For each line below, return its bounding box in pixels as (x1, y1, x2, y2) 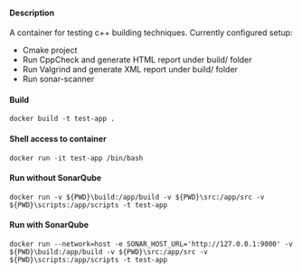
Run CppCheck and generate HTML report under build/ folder (22, 54, 252, 65)
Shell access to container (9, 134, 107, 144)
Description (9, 7, 55, 18)
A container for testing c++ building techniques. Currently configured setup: (9, 27, 293, 38)
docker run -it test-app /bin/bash (9, 154, 144, 163)
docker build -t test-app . (9, 114, 116, 124)
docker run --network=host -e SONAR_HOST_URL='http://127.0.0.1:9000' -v (9, 240, 294, 249)
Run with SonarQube (9, 220, 89, 231)
